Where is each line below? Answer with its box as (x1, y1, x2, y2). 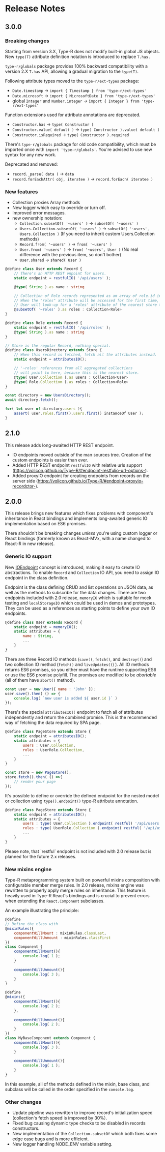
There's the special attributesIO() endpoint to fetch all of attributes (5, 709, 143, 715)
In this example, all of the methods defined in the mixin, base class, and (5, 1081, 150, 1087)
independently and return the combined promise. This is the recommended (5, 714, 157, 721)
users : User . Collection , (23, 743, 76, 748)
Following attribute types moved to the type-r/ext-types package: (5, 78, 139, 84)
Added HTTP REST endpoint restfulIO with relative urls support (12, 462, 142, 468)
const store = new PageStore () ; (5, 770, 71, 775)
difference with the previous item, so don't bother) (19, 252, 122, 258)
